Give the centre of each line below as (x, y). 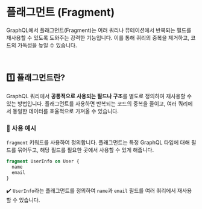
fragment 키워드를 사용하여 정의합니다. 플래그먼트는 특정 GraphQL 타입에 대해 (98, 143)
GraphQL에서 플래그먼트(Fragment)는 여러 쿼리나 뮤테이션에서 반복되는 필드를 (99, 30)
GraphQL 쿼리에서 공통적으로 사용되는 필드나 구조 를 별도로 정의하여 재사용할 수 (99, 96)
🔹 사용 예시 (21, 128)
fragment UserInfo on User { (43, 161)
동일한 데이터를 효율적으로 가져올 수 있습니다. (66, 111)
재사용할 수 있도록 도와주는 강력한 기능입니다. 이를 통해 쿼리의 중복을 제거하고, (98, 37)
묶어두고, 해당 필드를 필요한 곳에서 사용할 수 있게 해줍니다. (86, 150)
